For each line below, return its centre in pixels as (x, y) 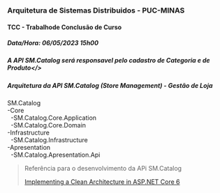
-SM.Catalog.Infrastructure (49, 140)
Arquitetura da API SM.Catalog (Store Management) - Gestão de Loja (110, 85)
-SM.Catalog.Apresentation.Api (55, 155)
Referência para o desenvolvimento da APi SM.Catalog (103, 169)
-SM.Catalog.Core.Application (53, 118)
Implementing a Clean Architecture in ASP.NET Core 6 (102, 182)
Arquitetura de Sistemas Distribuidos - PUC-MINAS (96, 10)
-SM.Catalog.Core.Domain (48, 125)
